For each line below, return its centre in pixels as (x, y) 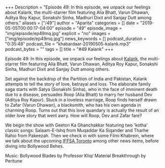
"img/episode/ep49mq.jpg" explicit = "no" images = (58, 33)
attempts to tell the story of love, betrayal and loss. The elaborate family (78, 84)
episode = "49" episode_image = (88, 28)
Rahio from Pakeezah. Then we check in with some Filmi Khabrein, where (80, 136)
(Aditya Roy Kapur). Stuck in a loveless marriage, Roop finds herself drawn (81, 100)
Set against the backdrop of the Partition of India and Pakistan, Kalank (76, 79)
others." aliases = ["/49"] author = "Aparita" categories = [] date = (72, 23)
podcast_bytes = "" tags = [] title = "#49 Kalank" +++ (59, 49)
